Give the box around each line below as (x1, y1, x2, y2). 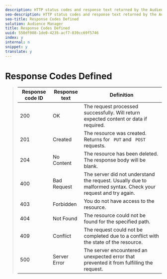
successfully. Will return (83, 109, 140, 116)
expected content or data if (83, 116, 148, 123)
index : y (5, 35, 23, 40)
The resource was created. (83, 130, 147, 137)
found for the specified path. (83, 218, 151, 225)
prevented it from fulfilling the (83, 260, 153, 267)
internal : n (5, 40, 30, 45)
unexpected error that (83, 253, 135, 260)
